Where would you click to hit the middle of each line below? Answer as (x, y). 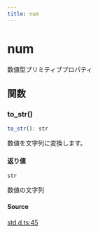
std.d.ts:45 (23, 222)
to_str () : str (28, 129)
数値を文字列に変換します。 (47, 143)
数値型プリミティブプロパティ (50, 69)
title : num (23, 14)
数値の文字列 (26, 190)
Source (18, 206)
